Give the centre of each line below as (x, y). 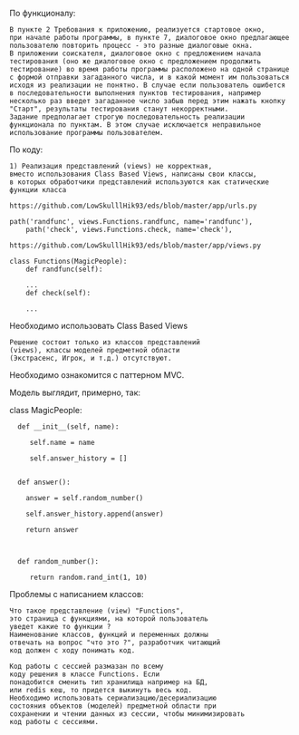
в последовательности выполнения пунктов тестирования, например (135, 93)
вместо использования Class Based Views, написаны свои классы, (133, 174)
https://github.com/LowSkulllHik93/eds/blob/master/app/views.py (135, 246)
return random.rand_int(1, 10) (88, 577)
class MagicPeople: (46, 410)
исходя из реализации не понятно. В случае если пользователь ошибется (147, 85)
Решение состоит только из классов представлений (105, 343)
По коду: (26, 150)
